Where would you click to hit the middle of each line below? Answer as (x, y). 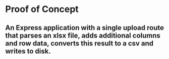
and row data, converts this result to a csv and (79, 43)
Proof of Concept (42, 9)
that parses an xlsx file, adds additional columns (83, 35)
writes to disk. (28, 51)
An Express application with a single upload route (84, 28)
